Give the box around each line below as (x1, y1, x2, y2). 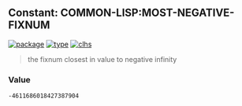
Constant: (8, 6, 59, 20)
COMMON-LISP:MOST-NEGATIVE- (60, 6, 235, 20)
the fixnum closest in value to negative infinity (27, 54, 177, 64)
